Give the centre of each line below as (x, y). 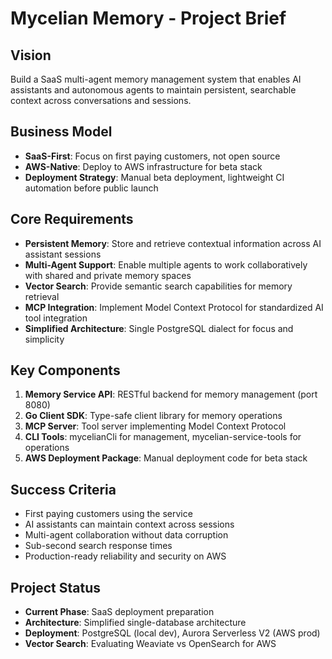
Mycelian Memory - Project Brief (148, 18)
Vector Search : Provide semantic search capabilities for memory (158, 286)
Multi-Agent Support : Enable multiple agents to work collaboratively (166, 264)
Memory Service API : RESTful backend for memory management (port (171, 394)
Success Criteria (63, 489)
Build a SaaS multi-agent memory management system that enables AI (156, 79)
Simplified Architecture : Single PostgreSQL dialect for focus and (159, 328)
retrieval (42, 296)
